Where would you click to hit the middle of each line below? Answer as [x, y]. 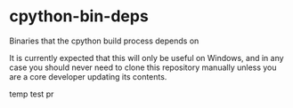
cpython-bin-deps [79, 16]
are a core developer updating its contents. [88, 76]
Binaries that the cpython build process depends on [104, 41]
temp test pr [32, 94]
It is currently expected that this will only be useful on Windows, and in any [146, 58]
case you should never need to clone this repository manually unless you [143, 67]
